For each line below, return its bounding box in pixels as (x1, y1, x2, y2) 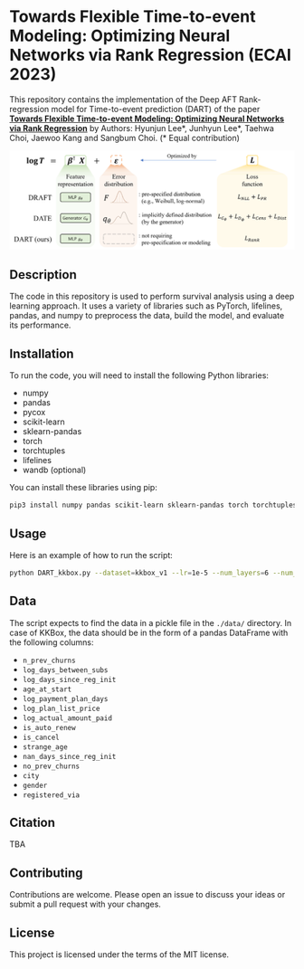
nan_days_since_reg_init (22, 752, 117, 761)
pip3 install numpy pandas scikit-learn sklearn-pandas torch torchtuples (9, 500, 298, 510)
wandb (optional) (22, 464, 87, 476)
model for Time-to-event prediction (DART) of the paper (51, 103, 261, 114)
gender (22, 781, 48, 790)
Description (9, 267, 77, 282)
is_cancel (22, 733, 61, 742)
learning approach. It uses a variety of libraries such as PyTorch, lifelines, (9, 300, 283, 311)
